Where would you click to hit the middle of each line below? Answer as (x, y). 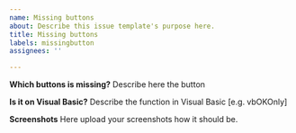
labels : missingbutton (52, 43)
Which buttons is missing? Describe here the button (107, 84)
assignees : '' (36, 51)
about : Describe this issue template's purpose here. (112, 26)
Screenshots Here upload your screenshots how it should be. (124, 120)
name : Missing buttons (52, 18)
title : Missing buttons (54, 34)
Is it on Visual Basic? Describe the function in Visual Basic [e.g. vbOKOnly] (148, 102)
